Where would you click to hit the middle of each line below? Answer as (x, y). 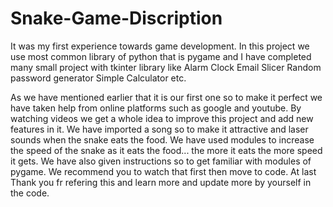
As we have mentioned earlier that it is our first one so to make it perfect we (166, 97)
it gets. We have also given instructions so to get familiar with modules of (161, 161)
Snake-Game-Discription (116, 18)
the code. (30, 193)
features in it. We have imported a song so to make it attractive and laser (159, 129)
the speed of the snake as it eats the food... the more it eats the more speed (166, 150)
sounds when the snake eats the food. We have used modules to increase (162, 139)
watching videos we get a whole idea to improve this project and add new (162, 118)
